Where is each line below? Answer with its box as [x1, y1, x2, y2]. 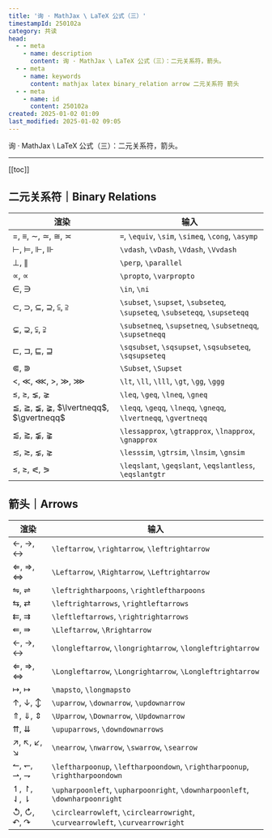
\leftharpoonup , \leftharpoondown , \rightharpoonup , [51, 760, 249, 771]
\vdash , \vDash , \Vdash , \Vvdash [120, 243, 237, 255]
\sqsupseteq [120, 350, 166, 360]
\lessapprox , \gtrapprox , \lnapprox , [120, 425, 256, 436]
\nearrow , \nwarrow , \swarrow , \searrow [51, 741, 198, 753]
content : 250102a [29, 102, 89, 110]
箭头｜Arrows [8, 497, 79, 511]
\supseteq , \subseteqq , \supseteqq [120, 306, 249, 317]
